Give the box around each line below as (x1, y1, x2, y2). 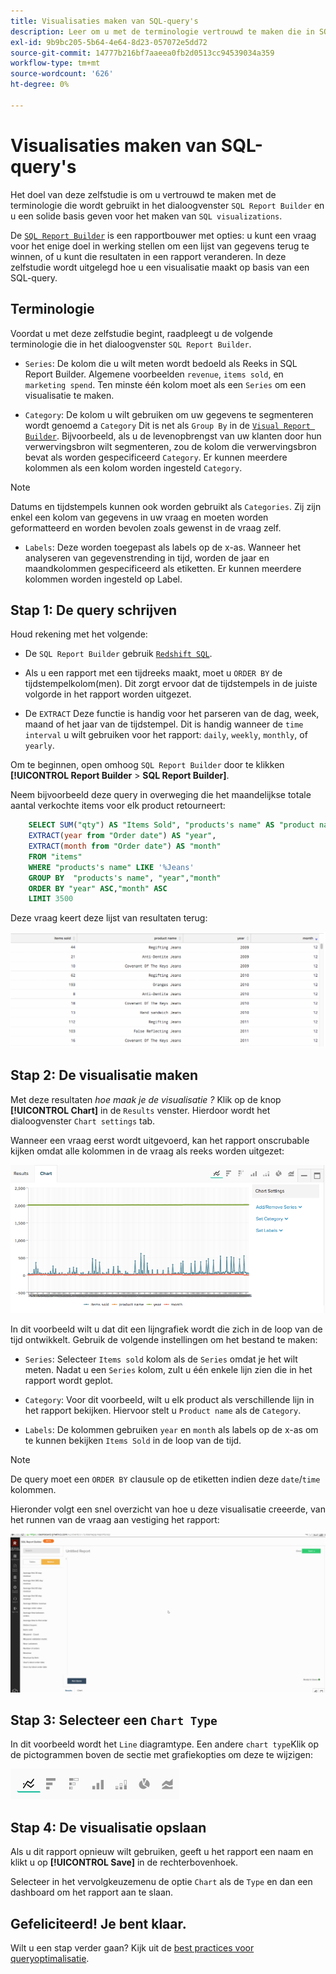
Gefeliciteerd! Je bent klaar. (10, 1915, 187, 1932)
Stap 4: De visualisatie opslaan (10, 1819, 207, 1836)
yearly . (24, 740, 55, 752)
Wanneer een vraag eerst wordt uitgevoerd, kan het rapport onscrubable (10, 1134, 310, 1146)
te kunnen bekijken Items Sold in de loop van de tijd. (24, 1434, 242, 1446)
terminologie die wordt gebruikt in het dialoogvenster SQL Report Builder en (10, 199, 325, 211)
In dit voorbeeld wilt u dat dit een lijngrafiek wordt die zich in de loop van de (10, 1323, 323, 1335)
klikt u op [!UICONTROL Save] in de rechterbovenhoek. (10, 1856, 239, 1869)
